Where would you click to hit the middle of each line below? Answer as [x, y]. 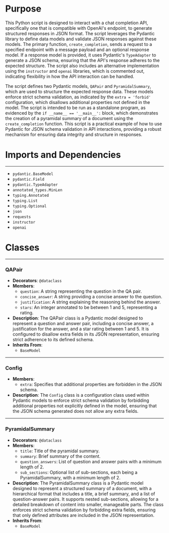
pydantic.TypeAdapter [35, 185]
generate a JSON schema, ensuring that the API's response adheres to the [82, 60]
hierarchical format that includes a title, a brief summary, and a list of [84, 494]
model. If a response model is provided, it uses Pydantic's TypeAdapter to [81, 55]
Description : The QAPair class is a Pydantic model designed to [78, 318]
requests [22, 217]
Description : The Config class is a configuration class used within [81, 395]
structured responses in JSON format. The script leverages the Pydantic [80, 33]
